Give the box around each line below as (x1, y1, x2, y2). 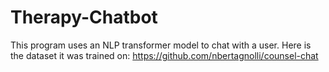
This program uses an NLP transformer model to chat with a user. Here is (10, 39, 312, 51)
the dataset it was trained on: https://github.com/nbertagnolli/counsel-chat (10, 49, 319, 61)
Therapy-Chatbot (10, 6, 158, 29)
